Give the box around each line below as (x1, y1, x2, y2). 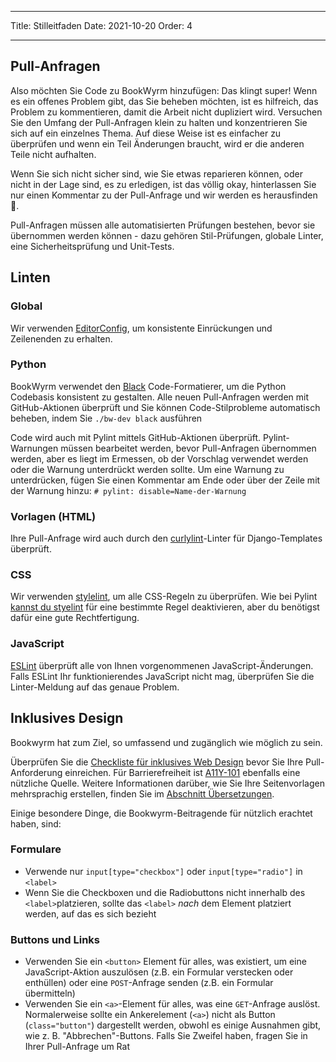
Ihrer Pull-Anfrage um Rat (24, 1041, 131, 1053)
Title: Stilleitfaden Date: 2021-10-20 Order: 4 (10, 20, 193, 31)
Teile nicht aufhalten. (10, 148, 97, 160)
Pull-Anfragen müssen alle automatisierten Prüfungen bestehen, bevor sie (10, 219, 316, 231)
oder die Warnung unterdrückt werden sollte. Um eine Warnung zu (10, 463, 285, 475)
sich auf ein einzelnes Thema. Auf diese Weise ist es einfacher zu (10, 127, 282, 139)
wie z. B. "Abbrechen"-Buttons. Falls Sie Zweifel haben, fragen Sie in (24, 1030, 308, 1042)
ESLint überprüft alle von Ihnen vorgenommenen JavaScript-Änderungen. (10, 659, 314, 671)
